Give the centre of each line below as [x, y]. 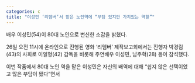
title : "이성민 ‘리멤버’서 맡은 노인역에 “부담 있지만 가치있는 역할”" [81, 17]
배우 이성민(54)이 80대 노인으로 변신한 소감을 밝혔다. [67, 34]
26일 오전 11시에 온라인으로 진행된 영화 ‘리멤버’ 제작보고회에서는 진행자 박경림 [95, 47]
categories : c [23, 11]
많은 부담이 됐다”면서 [36, 74]
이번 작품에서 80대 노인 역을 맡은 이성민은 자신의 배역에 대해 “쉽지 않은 [87, 66]
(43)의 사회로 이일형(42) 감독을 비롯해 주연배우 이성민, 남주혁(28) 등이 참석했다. [98, 54]
